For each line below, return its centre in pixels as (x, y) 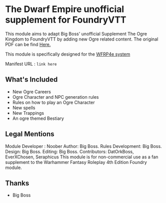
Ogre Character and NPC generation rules (55, 97)
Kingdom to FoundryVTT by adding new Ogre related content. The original (82, 39)
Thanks (17, 183)
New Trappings (28, 113)
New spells (24, 108)
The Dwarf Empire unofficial (65, 9)
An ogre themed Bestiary (38, 118)
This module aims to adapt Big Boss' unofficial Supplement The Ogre (76, 34)
